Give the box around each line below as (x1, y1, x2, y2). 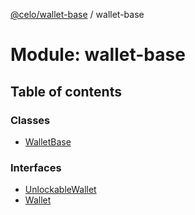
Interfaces (10, 160, 62, 174)
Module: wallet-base (10, 44, 186, 66)
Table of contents (10, 83, 122, 100)
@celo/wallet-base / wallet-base (10, 9, 145, 20)
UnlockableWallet (24, 184, 97, 196)
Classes (10, 113, 51, 127)
